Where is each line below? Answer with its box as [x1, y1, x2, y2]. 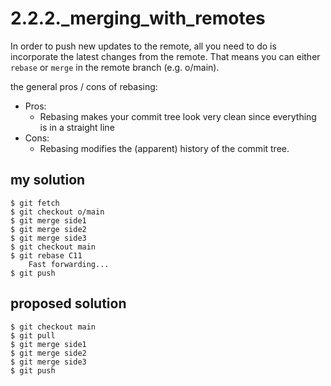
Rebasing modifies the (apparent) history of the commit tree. [39, 142, 290, 154]
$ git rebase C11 [10, 250, 83, 261]
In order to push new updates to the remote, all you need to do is [10, 40, 277, 52]
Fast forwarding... [28, 259, 110, 269]
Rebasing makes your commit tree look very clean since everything [39, 110, 317, 122]
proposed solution [10, 295, 127, 312]
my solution [10, 172, 86, 189]
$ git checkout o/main [10, 207, 105, 217]
